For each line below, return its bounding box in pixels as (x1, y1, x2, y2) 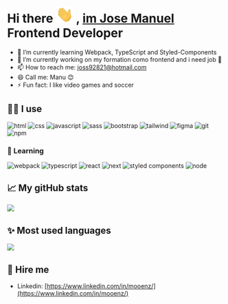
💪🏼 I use (7, 103, 43, 115)
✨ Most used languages (7, 225, 111, 237)
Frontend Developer (7, 25, 124, 41)
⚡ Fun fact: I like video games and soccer (16, 80, 134, 89)
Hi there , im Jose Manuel (7, 11, 175, 26)
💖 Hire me (7, 263, 49, 275)
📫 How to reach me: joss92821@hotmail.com (16, 63, 147, 71)
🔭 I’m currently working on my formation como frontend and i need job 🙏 (16, 55, 222, 63)
